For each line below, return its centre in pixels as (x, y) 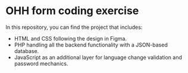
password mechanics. (41, 64)
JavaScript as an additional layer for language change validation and (98, 57)
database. (26, 51)
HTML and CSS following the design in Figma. (70, 38)
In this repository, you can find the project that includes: (74, 27)
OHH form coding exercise (72, 11)
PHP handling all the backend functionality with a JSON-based (91, 45)
